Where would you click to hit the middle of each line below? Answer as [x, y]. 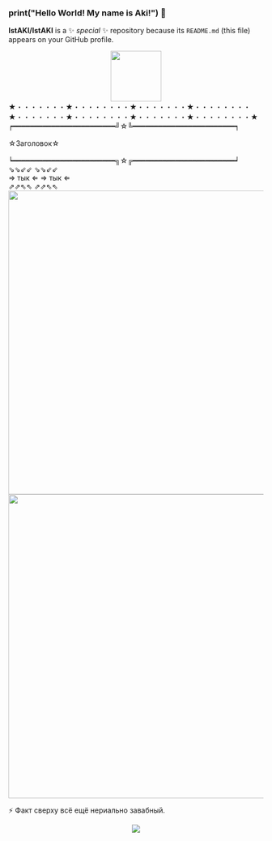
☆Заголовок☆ [34, 143]
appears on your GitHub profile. [61, 40]
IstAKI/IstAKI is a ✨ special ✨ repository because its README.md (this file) [130, 31]
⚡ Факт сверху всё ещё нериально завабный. [87, 810]
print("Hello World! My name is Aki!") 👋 [87, 13]
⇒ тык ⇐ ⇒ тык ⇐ [40, 178]
